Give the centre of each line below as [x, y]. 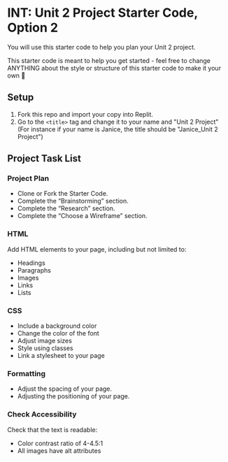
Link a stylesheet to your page [61, 356]
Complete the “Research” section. [66, 208]
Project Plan [28, 178]
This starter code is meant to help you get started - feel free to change [109, 60]
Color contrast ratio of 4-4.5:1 [60, 443]
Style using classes [45, 348]
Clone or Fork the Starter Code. [63, 194]
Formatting [27, 373]
